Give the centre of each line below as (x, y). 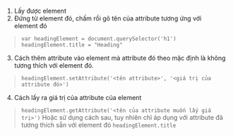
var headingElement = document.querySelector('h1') (98, 39)
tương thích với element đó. (54, 66)
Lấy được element (40, 11)
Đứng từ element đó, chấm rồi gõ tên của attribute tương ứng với (108, 18)
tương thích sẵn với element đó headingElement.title (98, 125)
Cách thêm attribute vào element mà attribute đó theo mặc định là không (120, 58)
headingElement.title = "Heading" (72, 45)
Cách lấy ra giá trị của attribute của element (78, 98)
